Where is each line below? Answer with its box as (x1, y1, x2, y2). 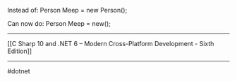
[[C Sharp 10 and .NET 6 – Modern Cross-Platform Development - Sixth (7, 40, 214, 47)
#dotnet (7, 67, 30, 75)
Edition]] (7, 47, 32, 55)
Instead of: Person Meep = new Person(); (7, 6, 128, 14)
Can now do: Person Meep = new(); (7, 20, 111, 27)
